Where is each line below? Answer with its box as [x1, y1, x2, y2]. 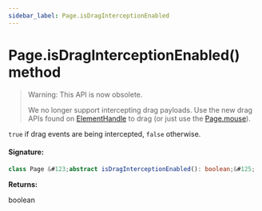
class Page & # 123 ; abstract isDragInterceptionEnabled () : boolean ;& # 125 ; [8, 165, 256, 173]
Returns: [8, 179, 38, 189]
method [8, 63, 62, 81]
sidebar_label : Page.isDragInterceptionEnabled [8, 11, 170, 20]
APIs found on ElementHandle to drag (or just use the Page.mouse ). [27, 113, 252, 123]
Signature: [8, 147, 44, 157]
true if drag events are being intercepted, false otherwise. [8, 129, 201, 138]
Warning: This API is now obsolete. [27, 90, 143, 99]
